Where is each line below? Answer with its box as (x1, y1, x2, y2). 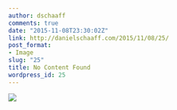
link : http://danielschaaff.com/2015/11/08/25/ (8, 33, 170, 42)
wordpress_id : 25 (8, 71, 66, 79)
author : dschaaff (8, 11, 66, 20)
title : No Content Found (8, 64, 91, 72)
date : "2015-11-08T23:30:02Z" (8, 26, 109, 34)
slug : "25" (8, 57, 45, 65)
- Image (8, 49, 34, 57)
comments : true (8, 19, 59, 27)
